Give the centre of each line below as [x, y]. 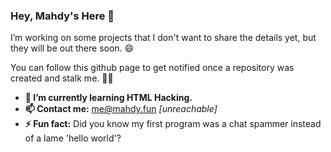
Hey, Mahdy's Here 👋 [62, 16]
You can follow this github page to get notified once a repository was [152, 68]
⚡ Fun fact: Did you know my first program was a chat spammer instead [173, 124]
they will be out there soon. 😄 [72, 48]
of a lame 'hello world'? [73, 138]
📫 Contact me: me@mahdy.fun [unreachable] [121, 109]
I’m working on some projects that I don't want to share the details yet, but [163, 38]
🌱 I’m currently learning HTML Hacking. [108, 98]
